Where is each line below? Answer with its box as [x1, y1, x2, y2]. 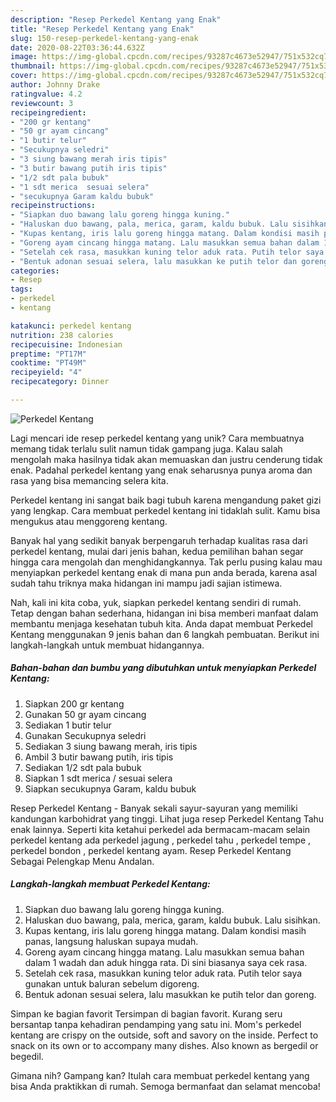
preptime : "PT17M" [10, 349, 87, 359]
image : [10, 52, 38, 62]
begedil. [10, 1050, 44, 1062]
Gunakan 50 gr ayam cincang [24, 708, 147, 720]
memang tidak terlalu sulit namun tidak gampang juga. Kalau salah [10, 442, 283, 455]
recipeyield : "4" [10, 367, 83, 378]
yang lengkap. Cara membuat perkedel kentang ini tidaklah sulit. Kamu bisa [10, 504, 321, 516]
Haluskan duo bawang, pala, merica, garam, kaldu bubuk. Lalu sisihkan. [24, 914, 321, 926]
